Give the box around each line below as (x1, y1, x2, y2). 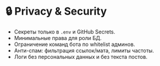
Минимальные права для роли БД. (14, 34, 102, 41)
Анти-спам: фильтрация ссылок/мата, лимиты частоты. (14, 47, 154, 54)
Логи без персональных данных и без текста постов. (14, 53, 148, 60)
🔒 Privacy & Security (5, 5, 107, 18)
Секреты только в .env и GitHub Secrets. (14, 28, 116, 35)
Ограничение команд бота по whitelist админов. (14, 41, 135, 48)
